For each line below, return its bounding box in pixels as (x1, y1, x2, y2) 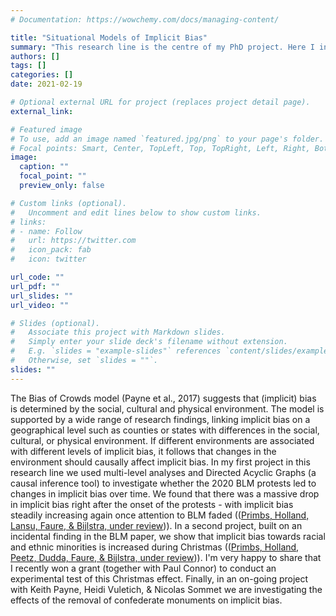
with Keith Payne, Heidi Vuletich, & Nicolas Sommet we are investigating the (10, 583, 323, 595)
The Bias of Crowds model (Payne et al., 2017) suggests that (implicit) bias (10, 392, 317, 404)
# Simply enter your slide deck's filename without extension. (10, 337, 288, 347)
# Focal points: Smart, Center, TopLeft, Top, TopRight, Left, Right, (10, 143, 311, 153)
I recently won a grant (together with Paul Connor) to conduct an (10, 562, 277, 574)
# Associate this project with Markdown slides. (10, 327, 226, 338)
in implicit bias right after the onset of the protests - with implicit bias (10, 498, 294, 510)
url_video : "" (10, 300, 70, 310)
